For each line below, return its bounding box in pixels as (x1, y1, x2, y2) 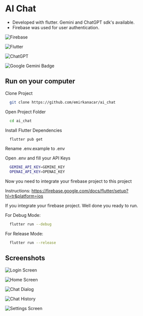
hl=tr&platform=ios (5, 193, 43, 199)
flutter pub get (9, 137, 43, 142)
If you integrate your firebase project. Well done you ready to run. (5, 203, 138, 209)
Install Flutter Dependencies (5, 127, 63, 133)
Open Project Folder (5, 109, 46, 115)
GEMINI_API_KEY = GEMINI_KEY (9, 165, 65, 170)
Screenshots (5, 254, 45, 262)
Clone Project (5, 90, 33, 96)
